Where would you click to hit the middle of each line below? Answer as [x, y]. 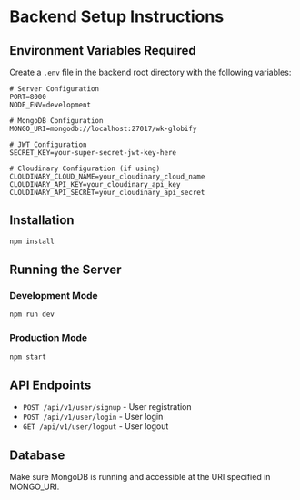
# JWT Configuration [49, 145]
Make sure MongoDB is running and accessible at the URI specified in [140, 477]
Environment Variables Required [103, 51]
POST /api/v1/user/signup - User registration [107, 407]
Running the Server [65, 270]
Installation [42, 220]
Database [37, 455]
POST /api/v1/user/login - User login [93, 417]
